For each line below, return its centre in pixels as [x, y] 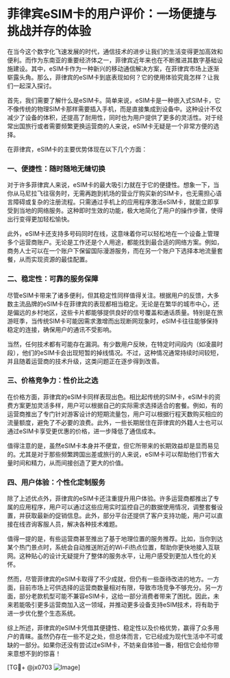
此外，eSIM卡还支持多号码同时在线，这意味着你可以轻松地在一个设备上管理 [113, 234]
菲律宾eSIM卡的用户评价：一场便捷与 [112, 14]
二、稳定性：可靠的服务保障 [53, 279]
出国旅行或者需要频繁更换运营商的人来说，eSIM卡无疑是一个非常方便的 [113, 126]
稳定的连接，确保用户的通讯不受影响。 [61, 329]
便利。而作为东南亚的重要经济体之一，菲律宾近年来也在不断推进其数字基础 [112, 60]
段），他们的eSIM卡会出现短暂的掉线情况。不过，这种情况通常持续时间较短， [115, 352]
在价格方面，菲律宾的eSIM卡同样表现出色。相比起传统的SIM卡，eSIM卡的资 [114, 397]
